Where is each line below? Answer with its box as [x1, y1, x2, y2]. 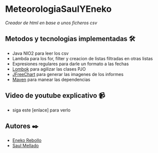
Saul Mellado [12, 143, 39, 149]
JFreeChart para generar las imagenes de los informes [12, 71, 124, 77]
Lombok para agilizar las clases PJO [12, 66, 86, 72]
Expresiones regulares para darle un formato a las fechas [12, 61, 129, 67]
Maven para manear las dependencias [12, 76, 90, 82]
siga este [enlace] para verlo [12, 107, 71, 113]
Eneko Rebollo [12, 137, 42, 144]
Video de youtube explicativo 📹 [5, 91, 105, 100]
